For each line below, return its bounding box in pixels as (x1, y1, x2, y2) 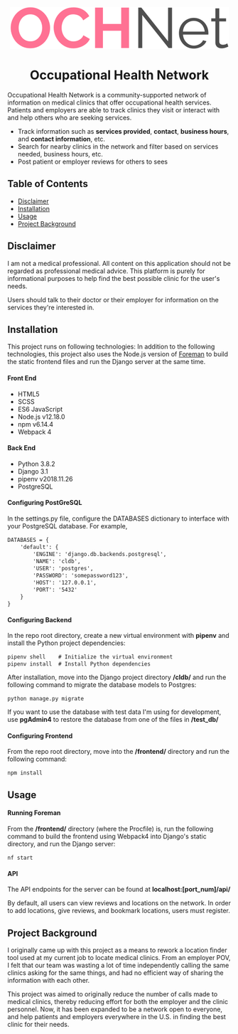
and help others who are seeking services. (7, 113, 132, 122)
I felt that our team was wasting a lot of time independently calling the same (7, 961, 229, 969)
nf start (7, 854, 33, 861)
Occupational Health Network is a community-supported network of (7, 90, 207, 99)
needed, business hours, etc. (17, 149, 103, 158)
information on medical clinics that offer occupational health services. (7, 98, 212, 107)
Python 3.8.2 (17, 459, 55, 468)
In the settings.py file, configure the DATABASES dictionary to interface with (7, 514, 229, 523)
